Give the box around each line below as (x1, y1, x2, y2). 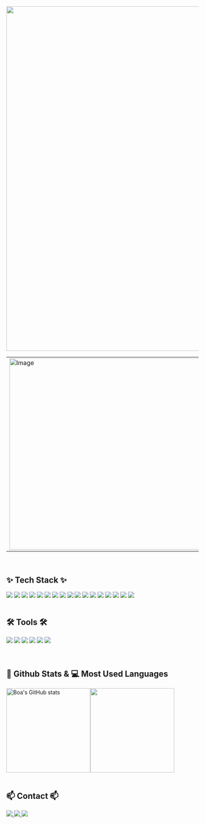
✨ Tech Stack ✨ (6, 575, 67, 586)
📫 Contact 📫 (6, 790, 59, 801)
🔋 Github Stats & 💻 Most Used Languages (6, 669, 168, 679)
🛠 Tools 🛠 (6, 617, 48, 627)
